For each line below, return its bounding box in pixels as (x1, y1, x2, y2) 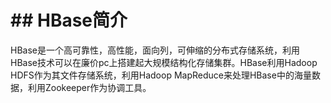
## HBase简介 (10, 9, 128, 32)
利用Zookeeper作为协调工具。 (27, 81, 152, 93)
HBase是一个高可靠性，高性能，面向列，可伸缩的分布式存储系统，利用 (10, 44, 300, 56)
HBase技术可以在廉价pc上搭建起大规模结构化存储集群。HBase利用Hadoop (10, 56, 318, 68)
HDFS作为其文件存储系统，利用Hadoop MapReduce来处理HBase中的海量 (10, 69, 312, 81)
